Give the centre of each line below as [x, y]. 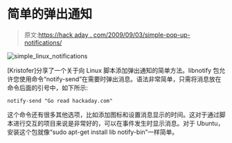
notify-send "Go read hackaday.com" [60, 101]
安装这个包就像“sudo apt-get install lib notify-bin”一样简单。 [93, 132]
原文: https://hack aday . [58, 35]
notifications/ [43, 42]
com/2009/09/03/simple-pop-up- [142, 35]
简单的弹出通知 [50, 14]
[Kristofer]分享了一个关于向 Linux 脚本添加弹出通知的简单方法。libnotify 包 [113, 70]
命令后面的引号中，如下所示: [48, 87]
